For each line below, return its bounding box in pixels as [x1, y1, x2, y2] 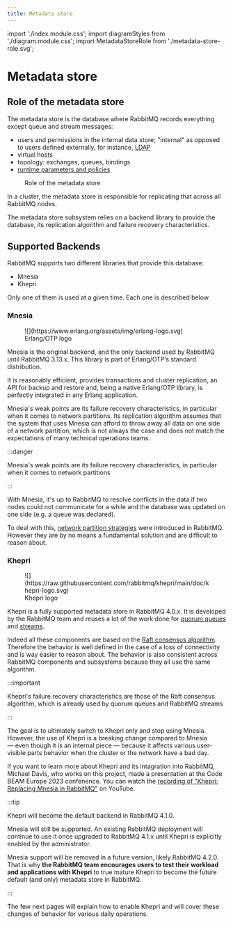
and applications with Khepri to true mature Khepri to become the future [7, 868, 217, 876]
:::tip [7, 798, 20, 807]
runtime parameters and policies [17, 165, 111, 173]
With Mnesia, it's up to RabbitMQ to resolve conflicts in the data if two [7, 495, 207, 504]
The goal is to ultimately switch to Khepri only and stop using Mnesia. [7, 726, 207, 735]
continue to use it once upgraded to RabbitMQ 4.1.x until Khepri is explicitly [7, 832, 222, 841]
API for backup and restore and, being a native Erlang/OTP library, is [7, 383, 203, 391]
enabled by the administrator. [7, 840, 92, 848]
